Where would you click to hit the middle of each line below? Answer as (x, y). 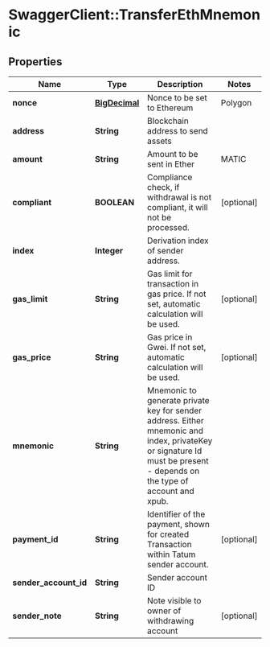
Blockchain (168, 121)
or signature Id (175, 451)
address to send (178, 131)
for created (168, 534)
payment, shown (179, 524)
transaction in (173, 284)
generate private (179, 400)
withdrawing (171, 621)
